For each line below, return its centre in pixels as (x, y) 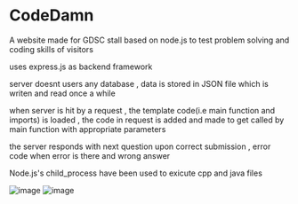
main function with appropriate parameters (88, 129)
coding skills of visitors (51, 49)
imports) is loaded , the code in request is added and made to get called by (147, 120)
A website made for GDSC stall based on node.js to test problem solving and (149, 40)
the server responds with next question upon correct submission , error (140, 146)
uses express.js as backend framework (81, 67)
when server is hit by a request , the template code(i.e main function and (142, 110)
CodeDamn (52, 16)
